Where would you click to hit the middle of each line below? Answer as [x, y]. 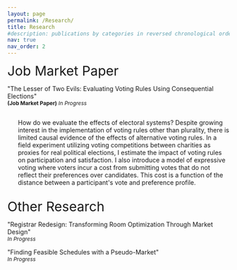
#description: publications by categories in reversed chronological [112, 33]
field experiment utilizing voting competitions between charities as [114, 145]
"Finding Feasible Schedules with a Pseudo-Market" [83, 252]
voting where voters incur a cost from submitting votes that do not [114, 167]
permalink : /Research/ [41, 20]
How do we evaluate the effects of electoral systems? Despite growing [121, 123]
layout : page [26, 14]
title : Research [31, 27]
